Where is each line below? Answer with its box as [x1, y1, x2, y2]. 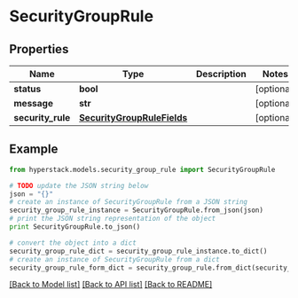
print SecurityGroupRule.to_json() [9, 223, 141, 231]
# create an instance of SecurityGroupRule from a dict [9, 255, 220, 263]
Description [196, 68, 247, 80]
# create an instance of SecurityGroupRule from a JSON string [9, 198, 248, 207]
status [13, 82, 42, 95]
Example [9, 142, 59, 157]
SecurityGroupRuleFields [78, 112, 188, 123]
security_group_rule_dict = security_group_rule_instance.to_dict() [9, 247, 268, 255]
